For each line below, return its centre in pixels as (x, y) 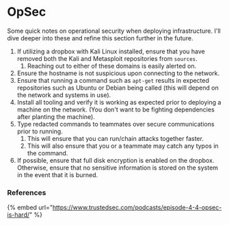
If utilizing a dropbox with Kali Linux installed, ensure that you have (111, 51)
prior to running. (40, 131)
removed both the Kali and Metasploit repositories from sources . (107, 58)
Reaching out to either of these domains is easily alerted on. (112, 66)
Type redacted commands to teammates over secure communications (116, 124)
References (27, 192)
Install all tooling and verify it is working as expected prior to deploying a (119, 102)
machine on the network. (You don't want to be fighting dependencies (116, 109)
